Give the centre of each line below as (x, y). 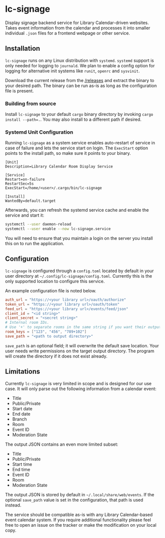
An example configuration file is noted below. (51, 290)
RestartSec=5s (20, 184)
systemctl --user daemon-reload (38, 225)
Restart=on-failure (25, 180)
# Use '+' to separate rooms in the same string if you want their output (83, 327)
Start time (22, 464)
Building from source (31, 103)
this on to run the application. (35, 244)
